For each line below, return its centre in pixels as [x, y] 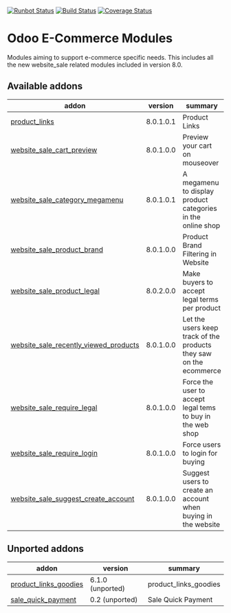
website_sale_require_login [54, 453]
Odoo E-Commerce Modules [90, 38]
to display [198, 191]
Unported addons [46, 549]
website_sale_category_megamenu [67, 199]
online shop [201, 225]
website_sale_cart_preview [54, 150]
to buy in [197, 416]
